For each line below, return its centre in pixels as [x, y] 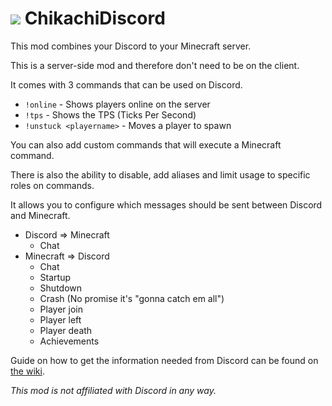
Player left [60, 319]
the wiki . [27, 371]
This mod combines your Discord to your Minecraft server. [131, 46]
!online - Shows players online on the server [117, 104]
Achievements [69, 341]
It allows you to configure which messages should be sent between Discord [166, 204]
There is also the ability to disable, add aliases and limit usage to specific [160, 174]
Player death [66, 330]
